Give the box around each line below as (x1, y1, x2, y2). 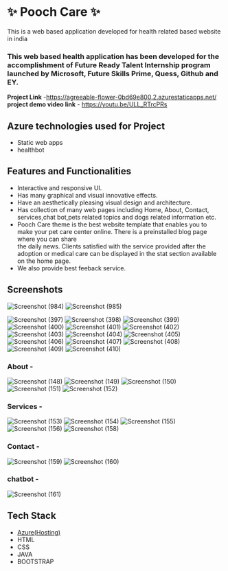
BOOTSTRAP (16, 557, 54, 566)
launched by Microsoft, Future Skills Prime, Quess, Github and (7, 69, 218, 78)
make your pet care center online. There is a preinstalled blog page (16, 227, 207, 235)
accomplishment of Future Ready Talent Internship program (7, 60, 211, 69)
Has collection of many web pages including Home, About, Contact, (16, 205, 209, 213)
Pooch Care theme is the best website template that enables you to (16, 220, 207, 229)
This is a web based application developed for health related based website (7, 27, 221, 35)
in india (7, 34, 28, 43)
